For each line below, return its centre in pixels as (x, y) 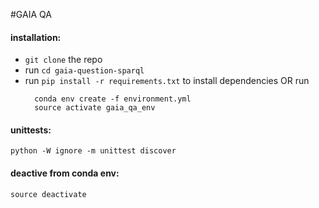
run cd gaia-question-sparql (84, 70)
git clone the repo (63, 60)
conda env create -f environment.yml (113, 99)
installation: (36, 37)
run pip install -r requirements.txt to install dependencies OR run (167, 81)
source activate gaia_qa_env (95, 108)
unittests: (31, 130)
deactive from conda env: (65, 173)
